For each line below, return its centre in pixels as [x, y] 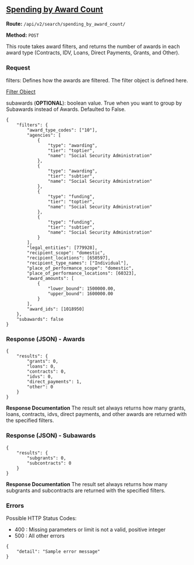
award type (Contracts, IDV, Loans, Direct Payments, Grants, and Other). [93, 53]
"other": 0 [40, 387]
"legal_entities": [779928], [62, 248]
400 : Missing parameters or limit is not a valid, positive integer [90, 529]
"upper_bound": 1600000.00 [80, 294]
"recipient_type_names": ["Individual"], [78, 263]
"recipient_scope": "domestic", [66, 253]
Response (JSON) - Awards [46, 339]
